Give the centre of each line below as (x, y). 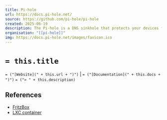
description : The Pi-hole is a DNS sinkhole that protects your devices (82, 28)
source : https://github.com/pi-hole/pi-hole (52, 19)
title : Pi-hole (21, 10)
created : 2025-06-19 (27, 24)
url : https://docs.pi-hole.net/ (39, 14)
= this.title (32, 61)
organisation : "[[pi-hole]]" (35, 33)
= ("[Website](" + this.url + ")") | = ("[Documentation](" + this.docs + (83, 74)
